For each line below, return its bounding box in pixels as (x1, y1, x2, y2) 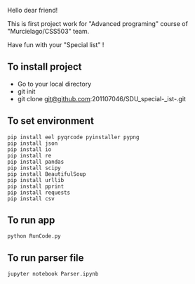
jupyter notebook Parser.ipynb (7, 271, 99, 278)
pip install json (7, 140, 58, 147)
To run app (7, 214, 55, 226)
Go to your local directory (17, 79, 92, 88)
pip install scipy (7, 164, 61, 172)
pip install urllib (7, 176, 65, 183)
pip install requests (7, 189, 71, 196)
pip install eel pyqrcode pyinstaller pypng (7, 134, 140, 141)
